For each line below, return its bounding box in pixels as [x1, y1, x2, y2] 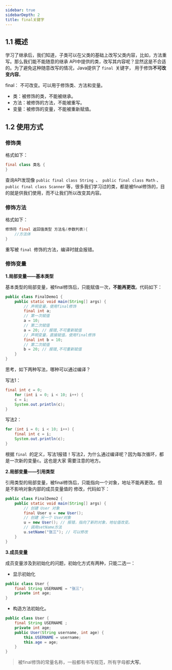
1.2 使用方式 [5, 122, 44, 131]
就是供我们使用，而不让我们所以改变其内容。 [9, 190, 104, 196]
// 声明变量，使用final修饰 [24, 304, 77, 309]
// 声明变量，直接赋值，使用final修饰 [24, 332, 96, 337]
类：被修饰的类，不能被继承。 [12, 93, 76, 99]
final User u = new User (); [24, 510, 83, 516]
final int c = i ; [14, 431, 52, 437]
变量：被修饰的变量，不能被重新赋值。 [12, 106, 94, 112]
